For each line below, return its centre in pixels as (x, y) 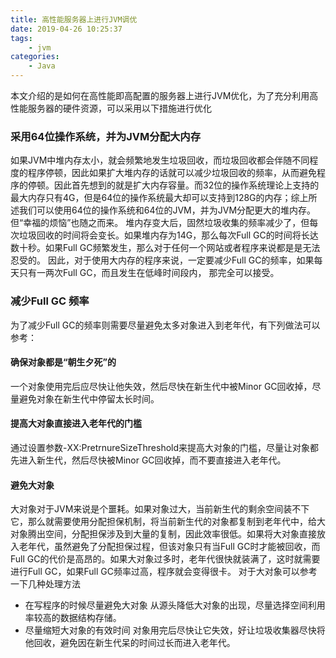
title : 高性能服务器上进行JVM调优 (74, 19)
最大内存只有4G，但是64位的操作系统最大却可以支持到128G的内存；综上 (159, 198)
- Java (42, 66)
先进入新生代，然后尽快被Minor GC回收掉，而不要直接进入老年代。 (148, 460)
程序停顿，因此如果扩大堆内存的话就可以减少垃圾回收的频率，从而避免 (172, 173)
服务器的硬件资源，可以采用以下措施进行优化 (119, 108)
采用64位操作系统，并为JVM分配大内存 (106, 136)
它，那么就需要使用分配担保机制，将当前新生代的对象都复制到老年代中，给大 (168, 522)
